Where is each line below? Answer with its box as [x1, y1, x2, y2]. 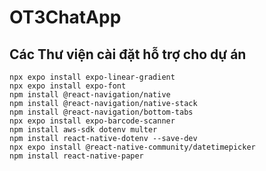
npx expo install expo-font [9, 81, 127, 91]
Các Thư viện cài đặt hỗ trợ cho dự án [9, 46, 247, 63]
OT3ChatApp [9, 6, 122, 29]
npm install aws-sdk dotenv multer [9, 125, 158, 135]
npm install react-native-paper [9, 151, 144, 161]
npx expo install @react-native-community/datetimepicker [9, 142, 256, 152]
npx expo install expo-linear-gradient [9, 72, 176, 82]
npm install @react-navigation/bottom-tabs [9, 107, 194, 117]
